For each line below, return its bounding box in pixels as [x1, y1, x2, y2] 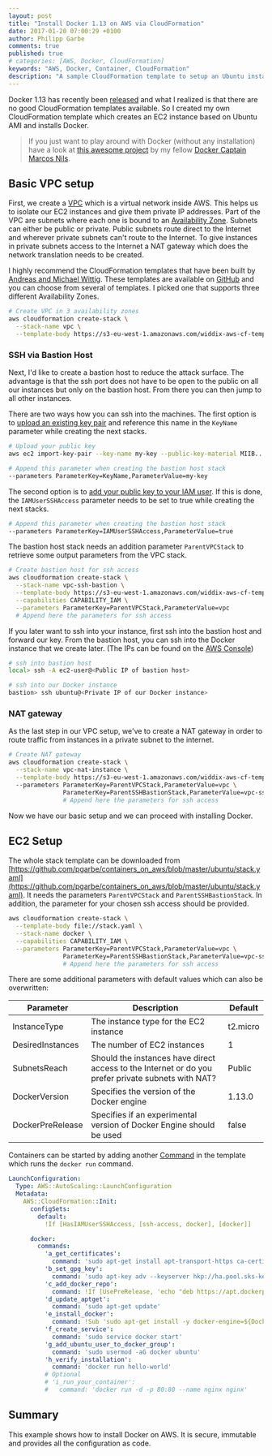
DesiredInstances [12, 1040, 79, 1051]
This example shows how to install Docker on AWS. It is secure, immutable [8, 1429, 257, 1439]
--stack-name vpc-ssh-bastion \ [15, 581, 125, 589]
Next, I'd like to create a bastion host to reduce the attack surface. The [8, 368, 244, 377]
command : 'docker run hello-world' [51, 1363, 172, 1372]
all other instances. [8, 394, 72, 403]
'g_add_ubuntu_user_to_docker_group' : [44, 1340, 176, 1348]
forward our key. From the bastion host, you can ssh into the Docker [8, 635, 236, 644]
